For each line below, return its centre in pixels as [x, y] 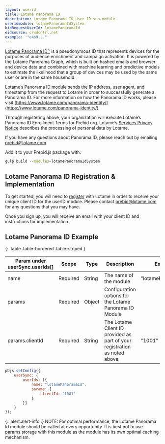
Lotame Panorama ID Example [52, 237]
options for [117, 296]
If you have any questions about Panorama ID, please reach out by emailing [81, 137]
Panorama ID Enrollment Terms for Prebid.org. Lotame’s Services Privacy [79, 122]
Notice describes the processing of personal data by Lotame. [67, 128]
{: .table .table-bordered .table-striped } [45, 249]
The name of [119, 275]
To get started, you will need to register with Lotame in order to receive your [82, 196]
